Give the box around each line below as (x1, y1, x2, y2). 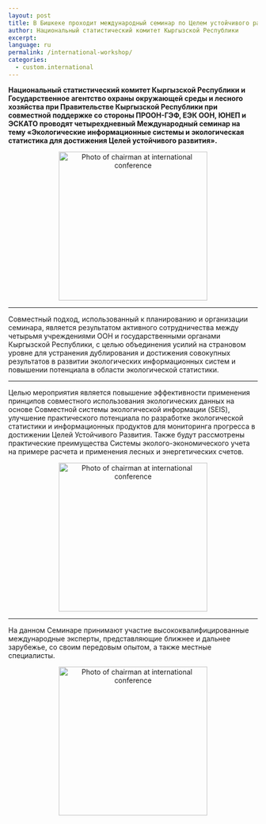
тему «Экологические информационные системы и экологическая (8, 127, 245, 137)
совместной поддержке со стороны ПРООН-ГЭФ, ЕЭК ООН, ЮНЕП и (8, 110, 247, 120)
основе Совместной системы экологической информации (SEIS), (8, 404, 230, 414)
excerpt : (8, 33, 37, 42)
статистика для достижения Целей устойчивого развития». (8, 136, 218, 145)
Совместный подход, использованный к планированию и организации (8, 314, 249, 324)
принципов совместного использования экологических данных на (8, 396, 235, 406)
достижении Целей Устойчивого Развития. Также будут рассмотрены (8, 429, 245, 439)
